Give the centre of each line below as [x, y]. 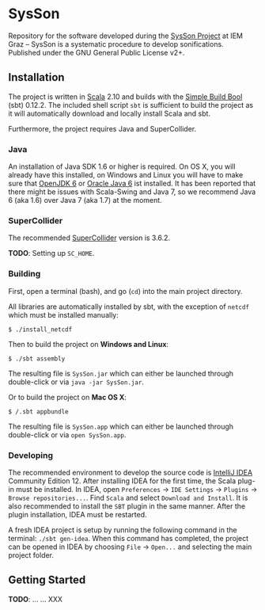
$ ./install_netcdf [40, 330]
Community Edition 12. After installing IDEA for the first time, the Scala [122, 481]
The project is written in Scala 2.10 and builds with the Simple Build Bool [125, 97]
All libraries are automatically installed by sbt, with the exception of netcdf [129, 307]
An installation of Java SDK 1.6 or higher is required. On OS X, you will [122, 166]
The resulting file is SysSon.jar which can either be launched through [121, 373]
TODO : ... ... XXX [36, 599]
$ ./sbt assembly [37, 358]
